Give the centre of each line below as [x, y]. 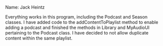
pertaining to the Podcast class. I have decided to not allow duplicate [77, 33]
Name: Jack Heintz [25, 7]
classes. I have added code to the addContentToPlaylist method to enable [82, 22]
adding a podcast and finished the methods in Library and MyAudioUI [77, 27]
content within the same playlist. [39, 38]
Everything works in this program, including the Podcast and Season [76, 17]
